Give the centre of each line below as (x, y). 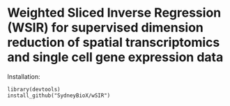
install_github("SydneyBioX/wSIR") (59, 96)
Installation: (24, 76)
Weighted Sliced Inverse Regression (114, 13)
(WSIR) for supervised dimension (106, 28)
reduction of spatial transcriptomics (114, 43)
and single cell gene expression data (115, 58)
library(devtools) (34, 89)
